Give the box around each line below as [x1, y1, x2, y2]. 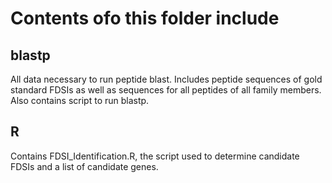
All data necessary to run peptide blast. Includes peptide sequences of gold [10, 73, 323, 85]
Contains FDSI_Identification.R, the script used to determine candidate [10, 150, 300, 162]
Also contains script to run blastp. [10, 95, 150, 106]
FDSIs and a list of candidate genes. [10, 160, 159, 172]
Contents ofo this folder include [10, 7, 280, 30]
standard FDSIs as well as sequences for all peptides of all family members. [10, 84, 322, 96]
